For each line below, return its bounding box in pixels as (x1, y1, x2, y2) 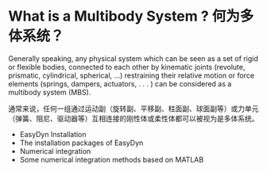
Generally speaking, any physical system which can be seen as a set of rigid (8, 53, 258, 63)
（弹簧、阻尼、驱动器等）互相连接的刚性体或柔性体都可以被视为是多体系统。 (8, 113, 259, 123)
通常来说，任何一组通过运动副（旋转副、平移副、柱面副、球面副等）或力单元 (8, 104, 259, 113)
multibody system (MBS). (8, 87, 91, 97)
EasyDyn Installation (19, 129, 87, 139)
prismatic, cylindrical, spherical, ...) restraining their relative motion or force (8, 71, 255, 80)
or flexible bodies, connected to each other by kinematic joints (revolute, (8, 62, 246, 71)
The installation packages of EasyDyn (19, 138, 144, 147)
